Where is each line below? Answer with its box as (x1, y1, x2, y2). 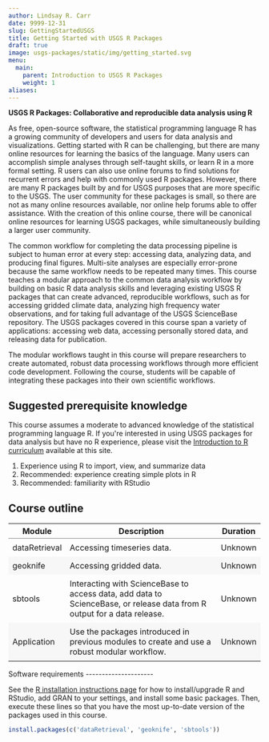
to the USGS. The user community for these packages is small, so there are (8, 191, 257, 201)
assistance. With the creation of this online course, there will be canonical (8, 209, 252, 219)
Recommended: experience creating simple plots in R (19, 470, 196, 479)
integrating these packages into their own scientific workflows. (8, 375, 216, 385)
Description (118, 526, 164, 536)
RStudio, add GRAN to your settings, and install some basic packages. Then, (8, 693, 260, 703)
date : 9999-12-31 (8, 19, 66, 27)
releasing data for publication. (8, 335, 107, 344)
